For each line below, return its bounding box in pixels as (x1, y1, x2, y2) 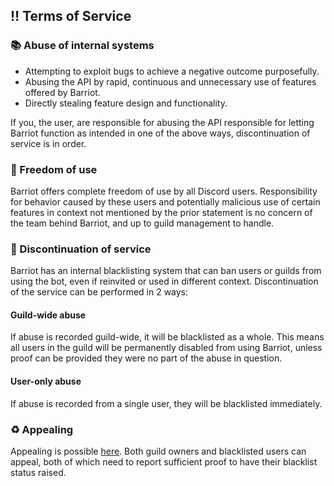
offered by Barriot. (24, 86, 101, 98)
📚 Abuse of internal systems (10, 39, 155, 53)
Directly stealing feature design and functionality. (24, 97, 228, 109)
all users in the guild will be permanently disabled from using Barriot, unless (10, 342, 323, 354)
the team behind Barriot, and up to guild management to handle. (10, 217, 275, 229)
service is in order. (10, 137, 87, 149)
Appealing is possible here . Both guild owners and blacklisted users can (10, 445, 307, 457)
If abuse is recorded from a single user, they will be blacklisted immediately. (10, 397, 323, 409)
